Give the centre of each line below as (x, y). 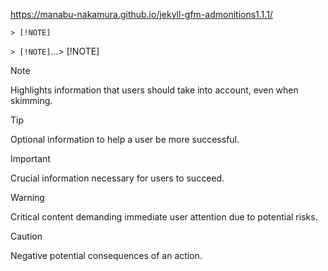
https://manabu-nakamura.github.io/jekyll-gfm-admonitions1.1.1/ (141, 14)
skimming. (31, 100)
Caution (26, 236)
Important (30, 158)
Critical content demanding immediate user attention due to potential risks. (164, 217)
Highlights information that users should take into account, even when (154, 90)
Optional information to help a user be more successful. (125, 139)
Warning (27, 197)
